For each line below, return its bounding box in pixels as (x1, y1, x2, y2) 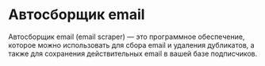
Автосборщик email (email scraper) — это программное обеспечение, (8, 32, 245, 41)
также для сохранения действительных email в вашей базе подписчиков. (8, 49, 258, 58)
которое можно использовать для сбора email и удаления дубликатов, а (8, 40, 255, 49)
